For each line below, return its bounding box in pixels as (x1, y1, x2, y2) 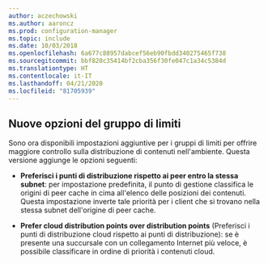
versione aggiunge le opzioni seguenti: (8, 155, 138, 166)
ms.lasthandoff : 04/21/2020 (8, 79, 104, 87)
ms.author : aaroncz (8, 19, 74, 27)
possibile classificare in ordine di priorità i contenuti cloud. (19, 247, 215, 257)
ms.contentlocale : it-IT (8, 72, 92, 80)
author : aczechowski (8, 11, 79, 20)
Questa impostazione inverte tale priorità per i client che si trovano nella (19, 197, 261, 207)
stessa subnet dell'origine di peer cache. (19, 205, 156, 215)
